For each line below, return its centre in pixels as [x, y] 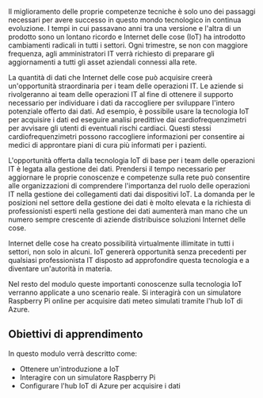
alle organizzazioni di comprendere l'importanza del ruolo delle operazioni [129, 185]
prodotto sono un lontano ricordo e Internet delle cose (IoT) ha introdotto [127, 37]
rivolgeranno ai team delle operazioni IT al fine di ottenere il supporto [121, 94]
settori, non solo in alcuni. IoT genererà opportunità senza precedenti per [128, 252]
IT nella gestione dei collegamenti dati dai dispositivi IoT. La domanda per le [131, 194]
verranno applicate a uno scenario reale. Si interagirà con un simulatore [125, 292]
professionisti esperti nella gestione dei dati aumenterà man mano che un [128, 211]
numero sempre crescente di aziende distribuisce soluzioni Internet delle [127, 219]
